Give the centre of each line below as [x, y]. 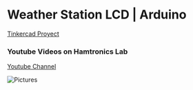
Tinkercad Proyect [33, 34]
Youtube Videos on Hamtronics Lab [68, 52]
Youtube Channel [32, 67]
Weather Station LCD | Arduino [97, 15]
